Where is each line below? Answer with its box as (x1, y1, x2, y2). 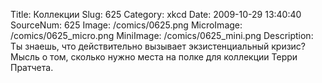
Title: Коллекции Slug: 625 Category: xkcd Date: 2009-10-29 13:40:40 (10, 9, 302, 20)
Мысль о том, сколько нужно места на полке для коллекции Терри (10, 51, 298, 63)
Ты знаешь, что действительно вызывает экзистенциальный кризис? (10, 40, 307, 52)
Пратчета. (10, 62, 54, 73)
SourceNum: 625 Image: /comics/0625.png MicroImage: (10, 19, 243, 31)
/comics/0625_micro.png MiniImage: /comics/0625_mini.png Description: (10, 30, 314, 41)
